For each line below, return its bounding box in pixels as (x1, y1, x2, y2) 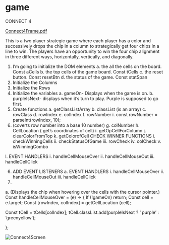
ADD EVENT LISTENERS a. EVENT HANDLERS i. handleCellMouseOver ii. (12, 168, 164, 175)
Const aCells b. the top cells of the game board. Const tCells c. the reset (12, 68, 163, 74)
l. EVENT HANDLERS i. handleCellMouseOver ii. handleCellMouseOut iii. (5, 153, 155, 159)
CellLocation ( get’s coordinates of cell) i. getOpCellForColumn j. (12, 127, 146, 133)
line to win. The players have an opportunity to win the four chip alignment (5, 48, 160, 54)
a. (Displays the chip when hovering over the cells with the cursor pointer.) (5, 189, 160, 195)
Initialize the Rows (12, 85, 50, 91)
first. (12, 101, 23, 107)
